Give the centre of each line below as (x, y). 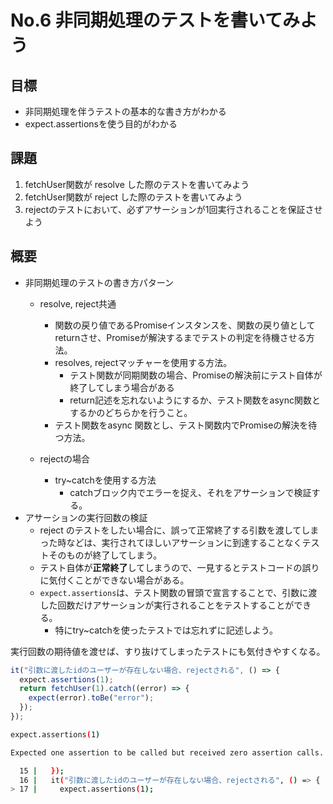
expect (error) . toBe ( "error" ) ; (91, 698)
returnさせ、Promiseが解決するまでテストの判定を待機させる (180, 337)
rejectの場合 (64, 458)
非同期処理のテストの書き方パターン (99, 282)
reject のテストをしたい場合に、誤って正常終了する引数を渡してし (175, 530)
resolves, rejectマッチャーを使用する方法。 (143, 362)
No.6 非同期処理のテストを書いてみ (155, 20)
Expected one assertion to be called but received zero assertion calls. (167, 752)
